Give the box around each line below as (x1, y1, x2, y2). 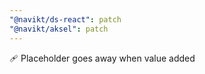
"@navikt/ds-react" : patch (9, 14, 122, 25)
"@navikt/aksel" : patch (9, 24, 109, 34)
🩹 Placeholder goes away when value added (9, 52, 196, 64)
